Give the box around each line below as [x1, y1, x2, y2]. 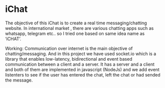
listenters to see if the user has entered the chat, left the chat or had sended [5, 72, 161, 78]
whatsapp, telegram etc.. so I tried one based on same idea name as [5, 30, 145, 36]
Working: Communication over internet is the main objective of [5, 45, 133, 51]
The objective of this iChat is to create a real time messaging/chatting [5, 20, 147, 26]
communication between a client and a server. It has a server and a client [5, 61, 155, 67]
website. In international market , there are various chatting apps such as [5, 25, 154, 31]
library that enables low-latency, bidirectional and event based [5, 56, 132, 62]
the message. [5, 77, 33, 83]
